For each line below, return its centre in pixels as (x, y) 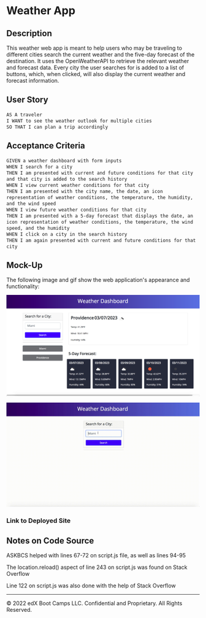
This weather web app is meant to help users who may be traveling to (94, 48)
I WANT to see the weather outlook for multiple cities (79, 121)
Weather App (41, 11)
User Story (27, 100)
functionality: (23, 286)
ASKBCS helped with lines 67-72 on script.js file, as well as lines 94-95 (96, 555)
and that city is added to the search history (67, 179)
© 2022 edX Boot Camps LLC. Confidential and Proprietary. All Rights (94, 603)
